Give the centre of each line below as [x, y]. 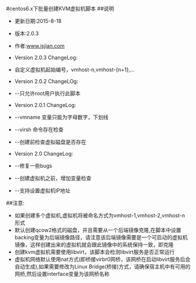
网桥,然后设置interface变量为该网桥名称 [62, 274]
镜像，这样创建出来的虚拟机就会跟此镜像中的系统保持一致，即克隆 [94, 245]
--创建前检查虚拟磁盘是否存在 [50, 142]
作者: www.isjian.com [39, 46]
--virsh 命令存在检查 [39, 130]
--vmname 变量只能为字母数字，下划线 [61, 117]
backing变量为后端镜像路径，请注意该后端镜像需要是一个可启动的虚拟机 [101, 237]
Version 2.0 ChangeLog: [44, 153]
